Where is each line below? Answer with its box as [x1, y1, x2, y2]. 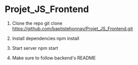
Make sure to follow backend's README [12, 54, 96, 61]
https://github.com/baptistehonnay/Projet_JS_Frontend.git [12, 25, 133, 31]
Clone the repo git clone [12, 20, 63, 26]
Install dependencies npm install [12, 35, 79, 41]
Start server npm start [12, 45, 59, 51]
